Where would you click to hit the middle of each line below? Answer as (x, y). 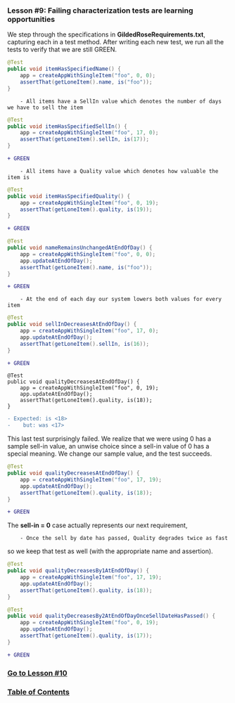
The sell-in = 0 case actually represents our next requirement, (97, 525)
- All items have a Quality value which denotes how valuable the (119, 171)
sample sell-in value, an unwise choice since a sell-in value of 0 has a (108, 446)
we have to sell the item (45, 108)
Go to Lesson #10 (38, 673)
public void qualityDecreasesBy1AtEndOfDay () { (78, 571)
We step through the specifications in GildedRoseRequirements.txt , (106, 34)
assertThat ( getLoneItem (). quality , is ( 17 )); (86, 636)
